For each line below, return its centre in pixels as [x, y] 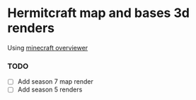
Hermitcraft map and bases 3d [98, 13]
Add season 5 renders [50, 89]
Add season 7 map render [56, 82]
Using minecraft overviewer [48, 48]
